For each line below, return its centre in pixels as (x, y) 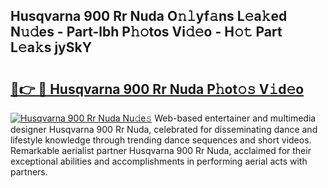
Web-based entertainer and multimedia (235, 118)
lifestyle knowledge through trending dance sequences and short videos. (161, 140)
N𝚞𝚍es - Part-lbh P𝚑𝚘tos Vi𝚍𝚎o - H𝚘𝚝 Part (146, 32)
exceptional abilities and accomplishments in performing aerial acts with (159, 161)
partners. (29, 172)
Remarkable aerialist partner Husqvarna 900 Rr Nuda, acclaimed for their (161, 150)
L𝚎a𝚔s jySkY (51, 47)
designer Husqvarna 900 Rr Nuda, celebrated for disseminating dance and (164, 129)
